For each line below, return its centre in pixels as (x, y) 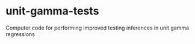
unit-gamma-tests (52, 11)
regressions (20, 34)
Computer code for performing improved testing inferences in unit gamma (97, 28)
